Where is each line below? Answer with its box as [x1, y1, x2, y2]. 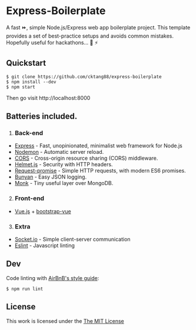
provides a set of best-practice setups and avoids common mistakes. [6, 32, 174, 39]
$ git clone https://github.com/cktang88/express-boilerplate [6, 73, 162, 80]
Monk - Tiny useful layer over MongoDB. [14, 180, 114, 187]
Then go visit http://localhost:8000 [6, 94, 91, 101]
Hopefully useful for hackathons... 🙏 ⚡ [6, 39, 98, 46]
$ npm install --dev [6, 79, 57, 85]
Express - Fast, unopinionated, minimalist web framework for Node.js [14, 142, 182, 149]
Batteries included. [6, 112, 78, 122]
